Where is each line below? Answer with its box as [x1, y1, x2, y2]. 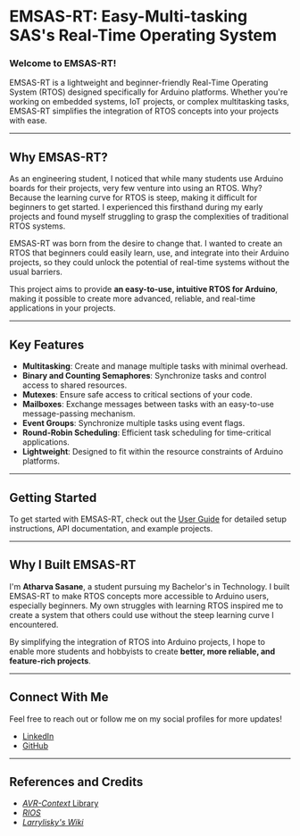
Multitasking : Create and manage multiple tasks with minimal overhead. [21, 361, 288, 372]
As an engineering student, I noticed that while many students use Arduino [9, 173, 284, 184]
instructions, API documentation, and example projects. [9, 522, 213, 533]
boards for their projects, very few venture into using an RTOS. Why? [9, 183, 262, 194]
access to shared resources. [21, 380, 128, 390]
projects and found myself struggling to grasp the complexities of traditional [9, 212, 288, 222]
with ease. [9, 115, 47, 126]
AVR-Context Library [21, 798, 99, 809]
